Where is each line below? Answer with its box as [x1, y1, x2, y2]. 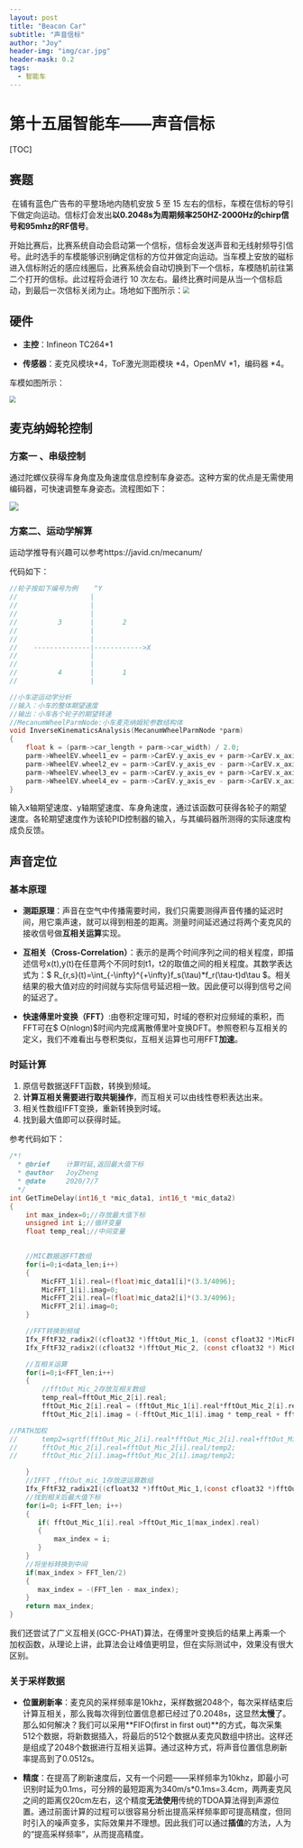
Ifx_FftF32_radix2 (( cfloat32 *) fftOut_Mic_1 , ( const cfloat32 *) [25, 1335, 277, 1344]
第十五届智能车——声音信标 [9, 114, 216, 133]
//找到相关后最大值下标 [25, 1493, 101, 1502]
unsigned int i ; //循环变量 [25, 1219, 122, 1228]
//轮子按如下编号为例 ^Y [9, 584, 103, 593]
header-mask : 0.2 [9, 55, 75, 64]
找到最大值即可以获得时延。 [22, 1114, 126, 1125]
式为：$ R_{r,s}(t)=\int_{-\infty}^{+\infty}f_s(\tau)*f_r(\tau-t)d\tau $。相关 [22, 970, 291, 981]
